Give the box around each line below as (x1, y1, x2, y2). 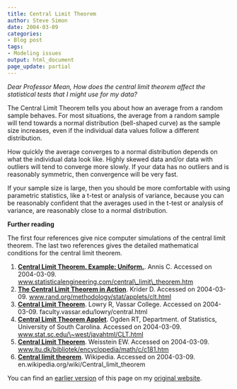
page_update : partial (7, 63, 71, 70)
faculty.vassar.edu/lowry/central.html (39, 307, 148, 315)
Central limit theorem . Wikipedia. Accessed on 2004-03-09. (17, 352, 196, 361)
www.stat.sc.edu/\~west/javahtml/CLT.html (17, 330, 144, 338)
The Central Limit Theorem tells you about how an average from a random (7, 103, 223, 112)
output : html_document (7, 57, 74, 64)
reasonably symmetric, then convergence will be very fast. (7, 170, 178, 178)
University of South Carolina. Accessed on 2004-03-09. (17, 323, 182, 331)
